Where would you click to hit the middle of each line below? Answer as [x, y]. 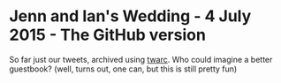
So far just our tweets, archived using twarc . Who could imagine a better [141, 59]
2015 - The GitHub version [107, 35]
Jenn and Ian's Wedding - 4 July [130, 16]
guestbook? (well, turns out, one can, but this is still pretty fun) [123, 69]
